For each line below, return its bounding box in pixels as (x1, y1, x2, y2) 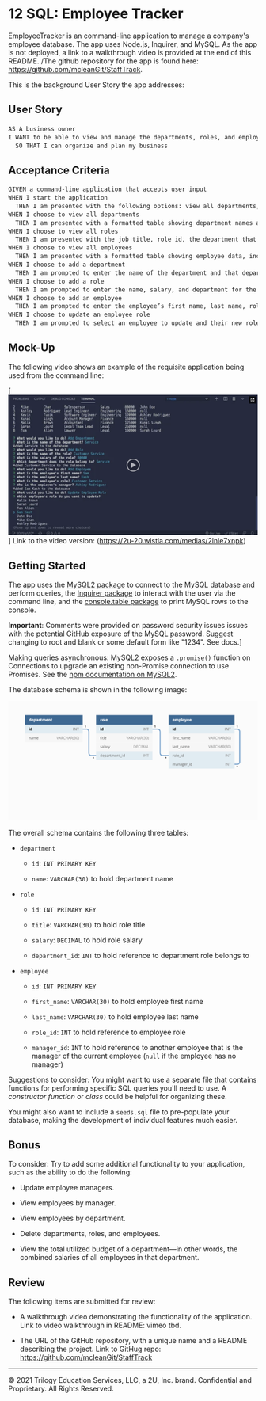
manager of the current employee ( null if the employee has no (31, 1051, 237, 1060)
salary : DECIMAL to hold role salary (31, 935, 142, 945)
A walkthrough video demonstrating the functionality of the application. (19, 1312, 253, 1322)
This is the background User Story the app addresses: (8, 80, 184, 89)
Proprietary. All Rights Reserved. (8, 1384, 114, 1394)
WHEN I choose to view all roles (8, 227, 119, 235)
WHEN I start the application (8, 194, 108, 202)
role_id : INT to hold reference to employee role (31, 1027, 186, 1037)
